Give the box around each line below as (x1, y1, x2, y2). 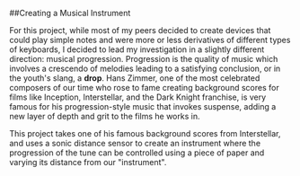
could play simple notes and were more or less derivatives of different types (9, 35, 291, 45)
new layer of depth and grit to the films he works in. (9, 111, 200, 121)
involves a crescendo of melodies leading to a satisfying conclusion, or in (9, 63, 281, 74)
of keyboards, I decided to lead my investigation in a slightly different (9, 44, 265, 55)
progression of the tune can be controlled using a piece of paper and (9, 147, 265, 158)
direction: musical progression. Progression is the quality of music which (9, 54, 278, 64)
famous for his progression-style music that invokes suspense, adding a (9, 101, 277, 111)
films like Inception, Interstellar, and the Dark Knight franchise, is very (9, 92, 267, 102)
